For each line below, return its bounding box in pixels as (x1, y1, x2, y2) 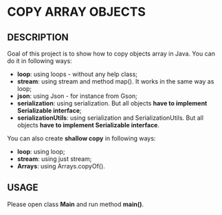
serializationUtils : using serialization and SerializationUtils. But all (16, 114, 204, 122)
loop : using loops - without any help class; (16, 70, 138, 78)
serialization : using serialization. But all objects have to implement (16, 99, 208, 107)
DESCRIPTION (7, 31, 69, 43)
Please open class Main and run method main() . (7, 200, 144, 208)
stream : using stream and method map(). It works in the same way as (16, 77, 214, 86)
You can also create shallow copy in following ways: (7, 134, 156, 142)
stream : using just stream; (16, 155, 92, 163)
